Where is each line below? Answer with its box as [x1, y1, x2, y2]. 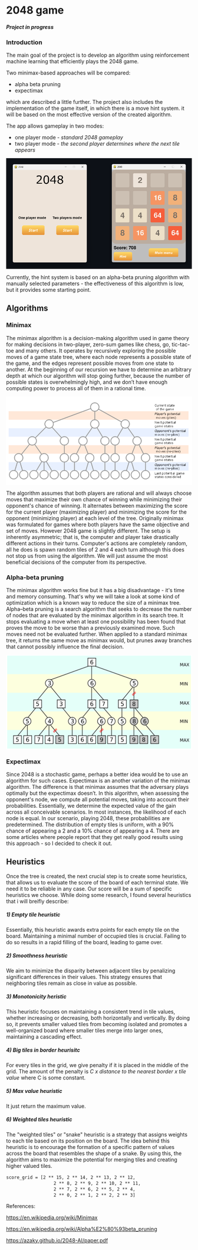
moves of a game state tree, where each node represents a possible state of [6, 353, 192, 360]
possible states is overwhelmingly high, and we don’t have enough [6, 378, 168, 386]
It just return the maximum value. [6, 1102, 87, 1109]
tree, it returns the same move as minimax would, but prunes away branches [6, 637, 192, 644]
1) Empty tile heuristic [6, 911, 61, 918]
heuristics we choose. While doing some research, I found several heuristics [6, 891, 192, 898]
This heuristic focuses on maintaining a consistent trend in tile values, [6, 1008, 176, 1015]
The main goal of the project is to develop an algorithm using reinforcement [6, 51, 190, 59]
